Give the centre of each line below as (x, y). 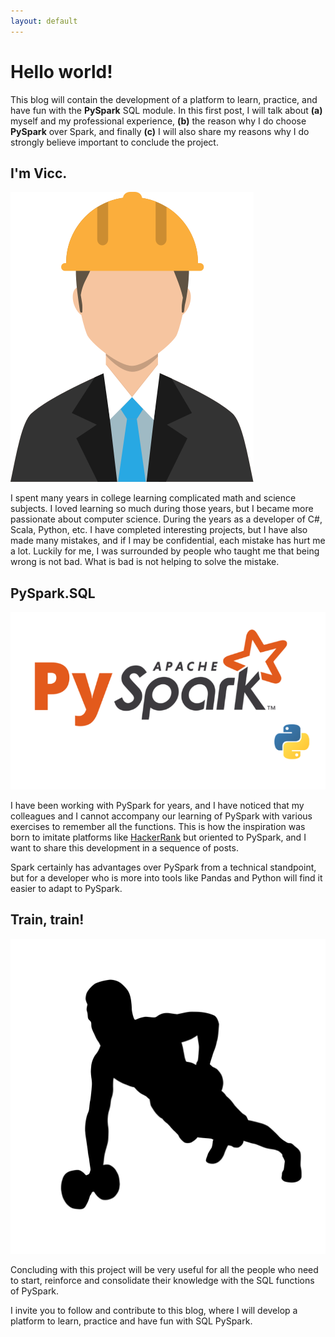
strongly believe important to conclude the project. (114, 142)
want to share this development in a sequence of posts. (124, 847)
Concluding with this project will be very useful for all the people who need (164, 1269)
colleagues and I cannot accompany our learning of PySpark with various (161, 816)
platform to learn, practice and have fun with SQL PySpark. (131, 1321)
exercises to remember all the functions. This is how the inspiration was (158, 826)
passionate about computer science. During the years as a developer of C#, (166, 519)
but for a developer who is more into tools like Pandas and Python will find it (166, 877)
